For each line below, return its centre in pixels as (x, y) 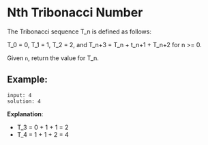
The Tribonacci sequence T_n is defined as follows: (79, 31)
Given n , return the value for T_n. (53, 58)
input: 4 (19, 95)
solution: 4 (24, 101)
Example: (27, 80)
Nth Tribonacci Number (75, 13)
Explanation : (25, 114)
